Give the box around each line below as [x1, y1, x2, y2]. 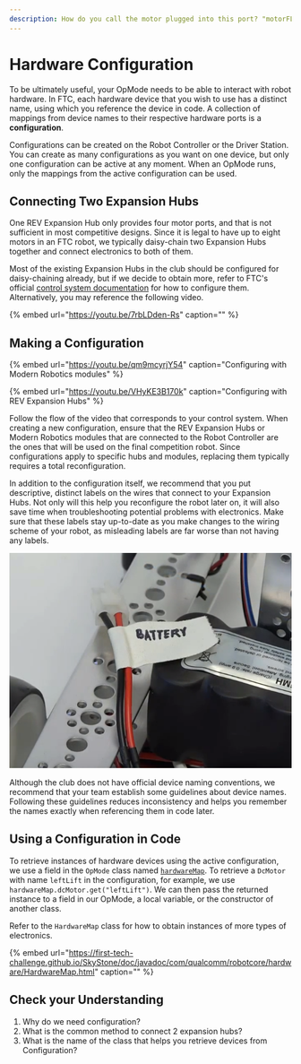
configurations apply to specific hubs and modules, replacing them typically [9, 451, 289, 462]
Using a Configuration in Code [9, 832, 182, 847]
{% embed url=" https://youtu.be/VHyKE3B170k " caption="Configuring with [9, 386, 288, 397]
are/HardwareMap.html [9, 966, 96, 977]
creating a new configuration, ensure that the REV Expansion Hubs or [9, 422, 266, 434]
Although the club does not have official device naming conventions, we [9, 776, 276, 788]
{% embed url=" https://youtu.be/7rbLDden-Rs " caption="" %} [9, 309, 239, 320]
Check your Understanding [9, 992, 164, 1008]
